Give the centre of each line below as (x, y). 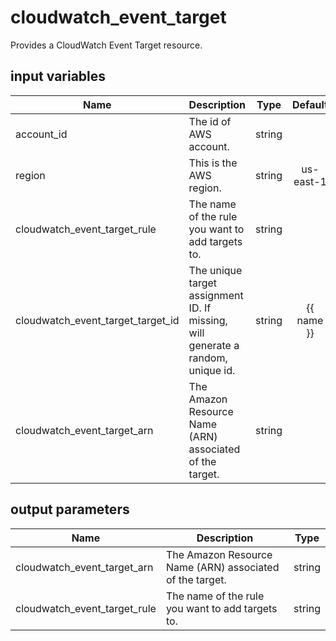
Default (310, 104)
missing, (208, 320)
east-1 (310, 181)
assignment (216, 295)
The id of (210, 121)
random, (208, 358)
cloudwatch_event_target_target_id (97, 320)
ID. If (200, 308)
